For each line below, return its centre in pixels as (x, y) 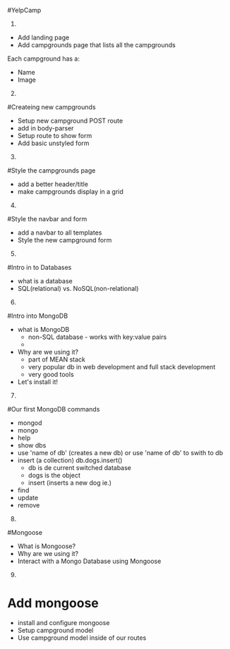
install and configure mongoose (63, 622)
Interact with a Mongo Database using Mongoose (89, 561)
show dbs (32, 445)
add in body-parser (46, 128)
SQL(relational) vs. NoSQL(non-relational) (78, 289)
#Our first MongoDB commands (54, 409)
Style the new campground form (65, 240)
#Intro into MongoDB (38, 316)
